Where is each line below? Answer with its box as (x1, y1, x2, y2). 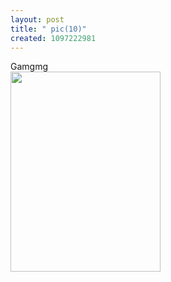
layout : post (10, 14, 65, 25)
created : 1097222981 (10, 33, 97, 43)
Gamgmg (10, 61, 49, 73)
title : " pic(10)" (10, 24, 87, 34)
